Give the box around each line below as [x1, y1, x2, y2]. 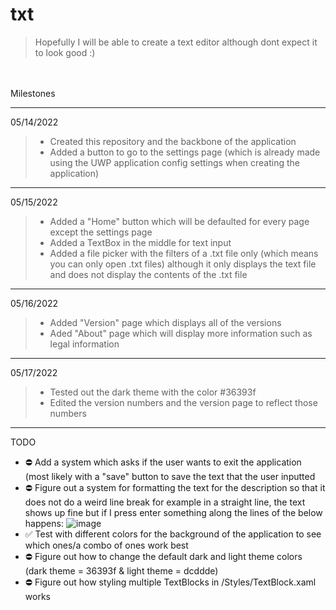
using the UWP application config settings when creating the [49, 156, 300, 168]
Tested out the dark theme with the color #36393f [49, 386, 257, 398]
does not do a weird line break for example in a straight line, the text [24, 496, 306, 508]
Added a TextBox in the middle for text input [49, 236, 232, 248]
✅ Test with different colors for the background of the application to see [24, 528, 322, 540]
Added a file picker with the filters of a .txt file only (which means [49, 247, 319, 259]
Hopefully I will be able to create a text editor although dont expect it [34, 36, 318, 48]
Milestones [10, 87, 56, 99]
